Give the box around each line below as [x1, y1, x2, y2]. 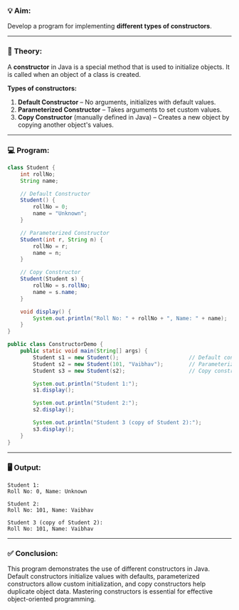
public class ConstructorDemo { [7, 341, 103, 348]
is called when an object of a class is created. [7, 70, 141, 78]
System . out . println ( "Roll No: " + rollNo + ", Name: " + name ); [33, 315, 228, 322]
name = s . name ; [33, 288, 78, 295]
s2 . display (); [33, 406, 75, 414]
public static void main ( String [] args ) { [20, 347, 148, 354]
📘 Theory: [7, 46, 43, 56]
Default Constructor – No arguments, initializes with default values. [17, 98, 216, 106]
